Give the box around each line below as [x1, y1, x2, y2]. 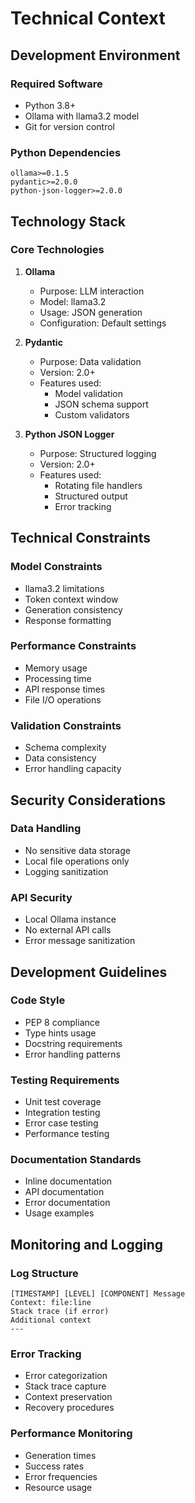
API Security [10, 890, 73, 904]
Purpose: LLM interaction [39, 285, 145, 297]
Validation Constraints [10, 718, 122, 732]
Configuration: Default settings [39, 317, 167, 329]
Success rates [24, 1460, 85, 1472]
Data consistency [24, 752, 97, 764]
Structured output [54, 490, 128, 502]
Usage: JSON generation [39, 306, 143, 318]
